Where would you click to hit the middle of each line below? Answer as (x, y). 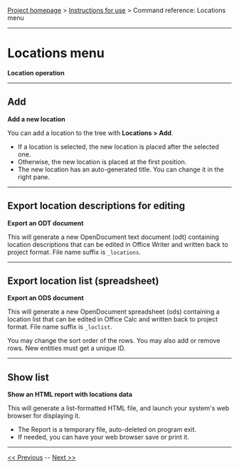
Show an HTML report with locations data (70, 395)
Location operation (36, 73)
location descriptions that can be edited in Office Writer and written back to (118, 244)
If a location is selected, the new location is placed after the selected (118, 147)
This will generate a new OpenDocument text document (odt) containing (113, 237)
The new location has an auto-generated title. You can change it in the (121, 169)
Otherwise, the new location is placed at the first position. (102, 161)
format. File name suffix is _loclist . (60, 327)
